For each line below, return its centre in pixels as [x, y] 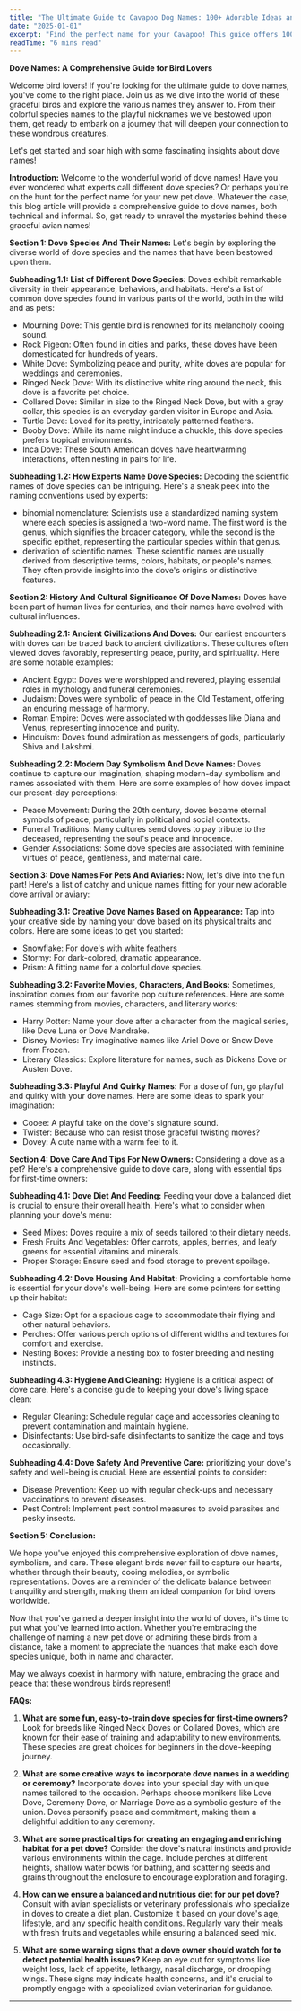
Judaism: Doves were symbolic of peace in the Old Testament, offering [153, 699]
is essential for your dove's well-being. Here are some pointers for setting [145, 1288]
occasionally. [47, 1445]
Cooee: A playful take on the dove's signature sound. [120, 1123]
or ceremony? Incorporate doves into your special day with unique [146, 1784]
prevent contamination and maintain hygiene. [106, 1426]
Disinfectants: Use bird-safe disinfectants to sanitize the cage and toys [153, 1436]
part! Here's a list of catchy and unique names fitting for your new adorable [148, 885]
